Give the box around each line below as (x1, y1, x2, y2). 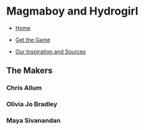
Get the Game (15, 36, 51, 43)
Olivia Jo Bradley (6, 100, 58, 109)
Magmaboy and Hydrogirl (6, 4, 139, 18)
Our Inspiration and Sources (15, 47, 86, 55)
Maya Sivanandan (6, 117, 61, 125)
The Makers (6, 66, 53, 76)
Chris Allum (6, 84, 42, 92)
